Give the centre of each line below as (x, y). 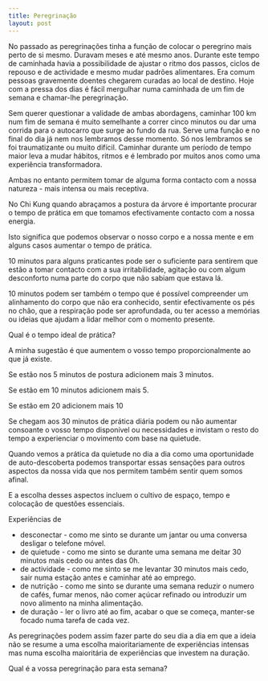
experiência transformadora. (55, 164)
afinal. (18, 479)
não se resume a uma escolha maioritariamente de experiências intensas (129, 644)
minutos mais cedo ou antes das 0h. (80, 560)
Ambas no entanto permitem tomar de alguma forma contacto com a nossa (132, 180)
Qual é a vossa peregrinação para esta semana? (88, 668)
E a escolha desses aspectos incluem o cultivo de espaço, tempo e (119, 494)
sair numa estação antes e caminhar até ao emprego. (108, 577)
